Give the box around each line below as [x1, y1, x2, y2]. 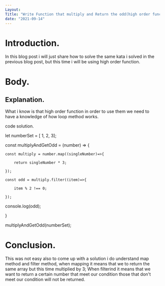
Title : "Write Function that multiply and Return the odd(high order [5, 12, 151, 17]
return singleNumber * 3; [14, 160, 67, 165]
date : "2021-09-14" [5, 16, 45, 21]
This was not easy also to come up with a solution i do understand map [5, 256, 149, 261]
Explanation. [5, 95, 45, 104]
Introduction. [5, 37, 60, 49]
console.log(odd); [5, 203, 41, 209]
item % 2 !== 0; [14, 186, 48, 191]
